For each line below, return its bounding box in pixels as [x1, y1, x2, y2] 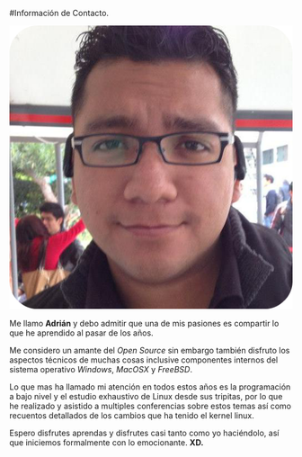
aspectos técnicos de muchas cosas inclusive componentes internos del [9, 354, 279, 365]
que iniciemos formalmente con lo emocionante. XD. [9, 437, 204, 448]
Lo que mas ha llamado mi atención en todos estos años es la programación [9, 381, 291, 392]
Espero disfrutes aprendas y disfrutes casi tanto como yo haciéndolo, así [9, 427, 280, 438]
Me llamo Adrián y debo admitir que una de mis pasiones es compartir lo [9, 318, 280, 328]
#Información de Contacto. [9, 8, 110, 18]
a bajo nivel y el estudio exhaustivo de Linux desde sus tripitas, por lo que [9, 391, 283, 401]
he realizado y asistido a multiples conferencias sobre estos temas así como [9, 400, 292, 411]
